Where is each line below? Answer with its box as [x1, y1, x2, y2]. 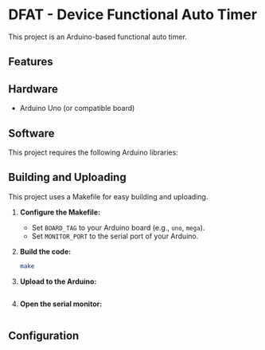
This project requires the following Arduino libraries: [8, 147, 179, 157]
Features [8, 55, 53, 69]
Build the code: [19, 246, 72, 256]
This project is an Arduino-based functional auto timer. [8, 32, 187, 41]
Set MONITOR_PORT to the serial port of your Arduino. [31, 231, 199, 241]
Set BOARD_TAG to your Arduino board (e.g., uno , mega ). [31, 222, 205, 232]
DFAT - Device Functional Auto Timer [8, 6, 257, 24]
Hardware [8, 82, 58, 96]
